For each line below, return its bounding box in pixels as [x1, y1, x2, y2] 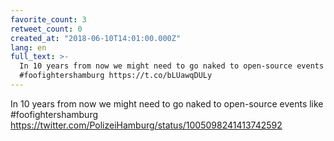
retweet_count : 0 [10, 24, 83, 34]
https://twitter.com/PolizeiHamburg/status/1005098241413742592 [10, 119, 283, 131]
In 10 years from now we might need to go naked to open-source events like [10, 97, 324, 110]
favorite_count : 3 [10, 14, 87, 25]
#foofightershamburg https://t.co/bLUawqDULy [19, 71, 213, 81]
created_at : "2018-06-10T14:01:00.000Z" [10, 33, 182, 43]
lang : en [10, 42, 47, 53]
